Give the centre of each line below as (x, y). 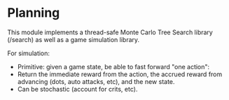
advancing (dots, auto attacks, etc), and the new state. (96, 81)
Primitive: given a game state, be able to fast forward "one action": (113, 66)
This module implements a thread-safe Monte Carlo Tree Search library (110, 32)
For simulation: (29, 53)
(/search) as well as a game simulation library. (74, 39)
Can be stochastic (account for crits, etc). (77, 89)
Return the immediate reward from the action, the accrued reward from (120, 74)
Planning (34, 13)
